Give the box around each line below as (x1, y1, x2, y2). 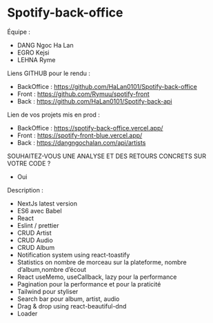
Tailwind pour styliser (17, 287, 79, 295)
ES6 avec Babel (17, 206, 62, 215)
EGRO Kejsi (17, 48, 50, 57)
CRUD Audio (17, 236, 53, 244)
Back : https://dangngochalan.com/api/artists (17, 138, 146, 146)
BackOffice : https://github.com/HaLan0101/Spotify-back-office (17, 82, 198, 90)
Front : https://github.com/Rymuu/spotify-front (17, 90, 150, 98)
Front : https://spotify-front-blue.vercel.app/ (17, 131, 143, 139)
